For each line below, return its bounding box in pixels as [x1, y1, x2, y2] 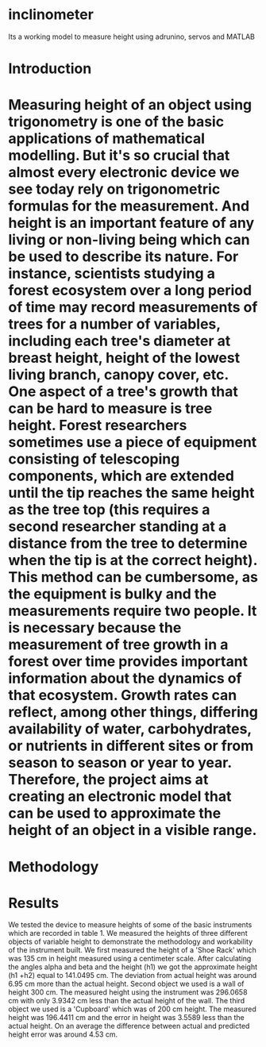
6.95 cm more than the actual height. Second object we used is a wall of [8, 979, 245, 989]
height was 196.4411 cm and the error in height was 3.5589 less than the [8, 1013, 245, 1022]
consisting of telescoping [8, 450, 180, 468]
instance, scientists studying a [8, 264, 216, 283]
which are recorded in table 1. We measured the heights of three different [8, 929, 248, 938]
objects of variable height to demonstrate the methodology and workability [8, 937, 253, 946]
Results [8, 894, 60, 912]
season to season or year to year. [8, 754, 232, 772]
